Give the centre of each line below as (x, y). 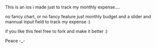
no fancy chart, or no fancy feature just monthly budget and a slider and (78, 16)
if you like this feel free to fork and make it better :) (56, 31)
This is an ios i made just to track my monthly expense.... (62, 7)
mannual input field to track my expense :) (48, 22)
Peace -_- (15, 41)
